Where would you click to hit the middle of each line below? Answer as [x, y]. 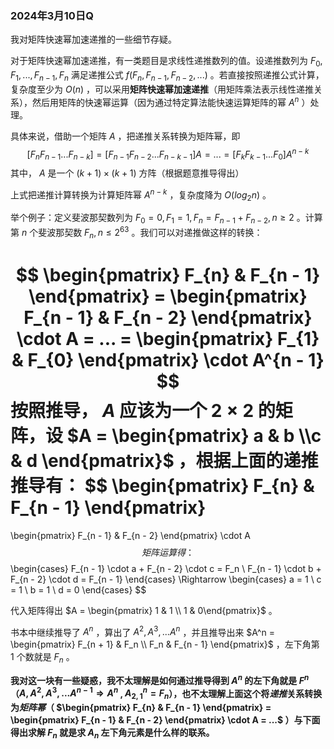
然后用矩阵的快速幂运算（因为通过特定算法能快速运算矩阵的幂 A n [165, 101]
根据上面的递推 [257, 460]
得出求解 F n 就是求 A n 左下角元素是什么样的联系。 [112, 734]
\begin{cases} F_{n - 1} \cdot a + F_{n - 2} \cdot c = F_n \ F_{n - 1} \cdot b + [166, 568]
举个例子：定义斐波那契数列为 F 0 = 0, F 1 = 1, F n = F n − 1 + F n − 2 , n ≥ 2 [152, 219]
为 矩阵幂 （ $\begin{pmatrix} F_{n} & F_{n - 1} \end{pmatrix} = [141, 708]
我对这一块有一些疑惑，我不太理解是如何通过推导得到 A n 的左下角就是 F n [160, 679]
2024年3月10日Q [52, 15]
